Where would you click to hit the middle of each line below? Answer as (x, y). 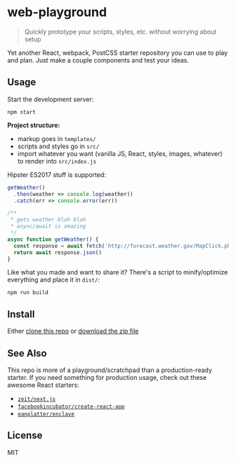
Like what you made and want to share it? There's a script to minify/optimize (118, 272)
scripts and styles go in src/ (58, 146)
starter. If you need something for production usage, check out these (107, 377)
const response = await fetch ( (59, 246)
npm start (22, 112)
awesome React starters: (43, 385)
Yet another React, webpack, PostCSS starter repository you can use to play (118, 53)
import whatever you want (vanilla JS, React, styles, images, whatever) (120, 153)
